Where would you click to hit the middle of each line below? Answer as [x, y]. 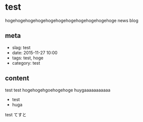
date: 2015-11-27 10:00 [35, 52]
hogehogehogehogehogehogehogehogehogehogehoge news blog [72, 20]
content [17, 78]
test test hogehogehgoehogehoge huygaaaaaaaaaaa [58, 90]
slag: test [21, 47]
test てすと [16, 114]
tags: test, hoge [28, 58]
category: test [26, 63]
